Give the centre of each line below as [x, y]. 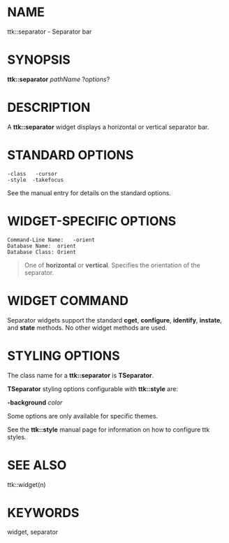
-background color [35, 402]
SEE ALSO [37, 465]
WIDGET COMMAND [68, 301]
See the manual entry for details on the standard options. [89, 192]
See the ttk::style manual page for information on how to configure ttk [109, 429]
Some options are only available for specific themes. [83, 416]
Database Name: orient [42, 246]
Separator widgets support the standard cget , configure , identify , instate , [114, 320]
